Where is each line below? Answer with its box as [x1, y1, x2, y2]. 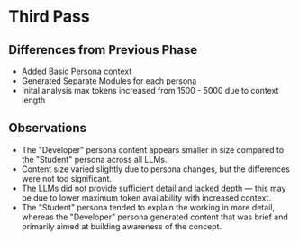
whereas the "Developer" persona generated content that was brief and [21, 211, 289, 222]
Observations [8, 120, 87, 136]
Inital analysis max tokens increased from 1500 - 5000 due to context [21, 85, 279, 95]
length [21, 94, 46, 105]
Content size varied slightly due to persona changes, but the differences [21, 164, 290, 174]
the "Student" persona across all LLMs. [21, 154, 168, 165]
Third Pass [8, 6, 91, 27]
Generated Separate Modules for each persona [21, 76, 197, 86]
